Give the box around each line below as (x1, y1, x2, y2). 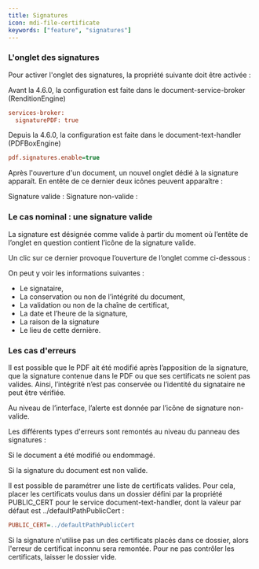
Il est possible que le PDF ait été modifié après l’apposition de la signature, (8, 363, 249, 372)
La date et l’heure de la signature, (19, 309, 128, 318)
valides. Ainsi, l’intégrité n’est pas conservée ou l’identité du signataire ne (8, 379, 246, 389)
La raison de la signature (19, 316, 100, 327)
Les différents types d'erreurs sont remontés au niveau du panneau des (8, 427, 241, 436)
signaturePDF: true (15, 116, 79, 124)
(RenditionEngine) (8, 94, 66, 103)
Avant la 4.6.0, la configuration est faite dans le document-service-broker (8, 85, 246, 94)
